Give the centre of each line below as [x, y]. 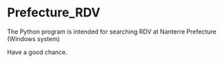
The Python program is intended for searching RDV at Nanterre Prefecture [112, 32]
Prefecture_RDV [54, 13]
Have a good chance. [37, 52]
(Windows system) [34, 38]
